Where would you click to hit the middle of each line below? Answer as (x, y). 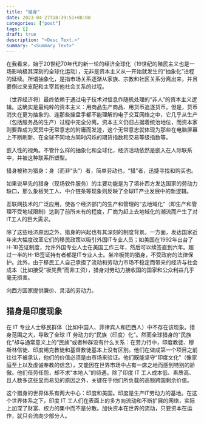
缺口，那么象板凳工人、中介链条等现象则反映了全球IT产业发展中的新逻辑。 (99, 191)
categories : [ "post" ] (34, 23)
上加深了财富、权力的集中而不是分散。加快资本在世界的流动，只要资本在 (97, 408)
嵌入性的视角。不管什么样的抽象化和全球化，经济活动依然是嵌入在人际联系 (99, 150)
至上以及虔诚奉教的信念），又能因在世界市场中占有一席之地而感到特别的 (100, 365)
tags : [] (17, 29)
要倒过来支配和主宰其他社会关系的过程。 (57, 86)
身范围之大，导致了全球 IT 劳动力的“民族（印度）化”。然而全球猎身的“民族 (99, 335)
